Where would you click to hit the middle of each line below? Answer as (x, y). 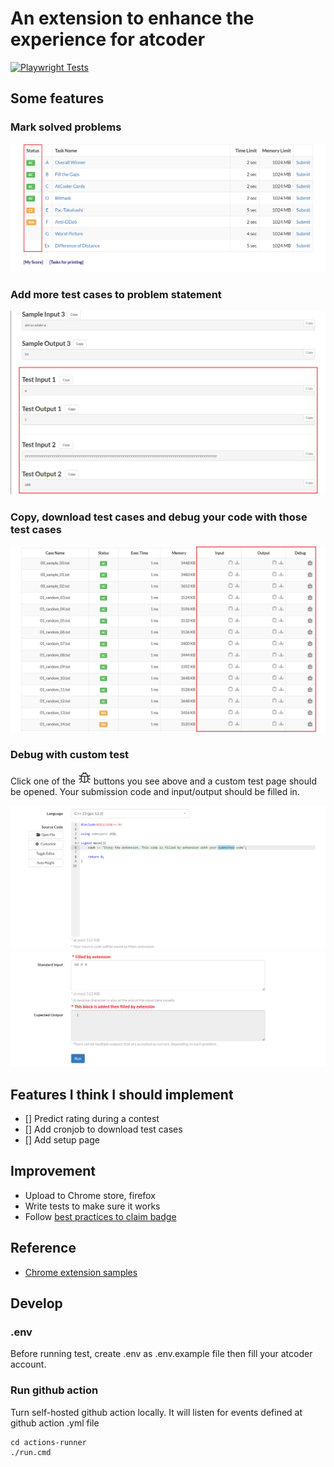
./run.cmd (31, 1452)
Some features (57, 98)
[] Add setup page (62, 1140)
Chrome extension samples (81, 1272)
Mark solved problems (66, 127)
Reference (43, 1248)
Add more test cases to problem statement (116, 294)
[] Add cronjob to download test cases (103, 1129)
